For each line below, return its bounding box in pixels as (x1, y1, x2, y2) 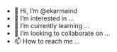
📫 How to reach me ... (13, 37, 80, 45)
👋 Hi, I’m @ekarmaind (13, 7, 78, 15)
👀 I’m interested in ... (13, 14, 74, 22)
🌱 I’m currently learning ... (13, 22, 90, 30)
